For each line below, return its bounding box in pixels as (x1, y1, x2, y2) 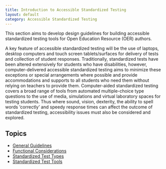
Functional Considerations (12, 148, 66, 154)
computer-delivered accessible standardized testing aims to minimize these (5, 67, 161, 73)
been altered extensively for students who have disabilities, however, (5, 61, 147, 68)
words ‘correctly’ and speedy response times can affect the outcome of (5, 104, 153, 110)
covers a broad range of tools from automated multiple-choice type (5, 88, 144, 94)
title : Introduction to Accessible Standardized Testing (5, 7, 126, 13)
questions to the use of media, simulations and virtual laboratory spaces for (5, 93, 161, 99)
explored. (5, 115, 25, 121)
